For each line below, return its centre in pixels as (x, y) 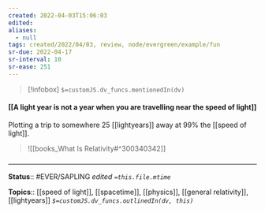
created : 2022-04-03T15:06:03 (58, 15)
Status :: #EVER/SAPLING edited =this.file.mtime (90, 177)
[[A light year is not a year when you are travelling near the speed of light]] (132, 107)
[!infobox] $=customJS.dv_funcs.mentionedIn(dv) (106, 89)
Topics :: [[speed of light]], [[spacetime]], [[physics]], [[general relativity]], (128, 192)
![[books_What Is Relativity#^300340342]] (97, 148)
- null (26, 37)
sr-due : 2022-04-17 (40, 52)
